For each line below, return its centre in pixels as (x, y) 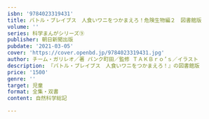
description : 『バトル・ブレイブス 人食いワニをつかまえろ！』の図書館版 (103, 66)
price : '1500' (28, 72)
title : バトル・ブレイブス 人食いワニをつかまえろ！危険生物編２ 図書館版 (104, 20)
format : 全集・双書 (33, 92)
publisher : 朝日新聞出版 (40, 40)
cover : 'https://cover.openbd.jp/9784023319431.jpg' (86, 53)
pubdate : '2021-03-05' (40, 46)
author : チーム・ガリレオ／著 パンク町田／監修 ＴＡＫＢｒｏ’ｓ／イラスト (103, 59)
